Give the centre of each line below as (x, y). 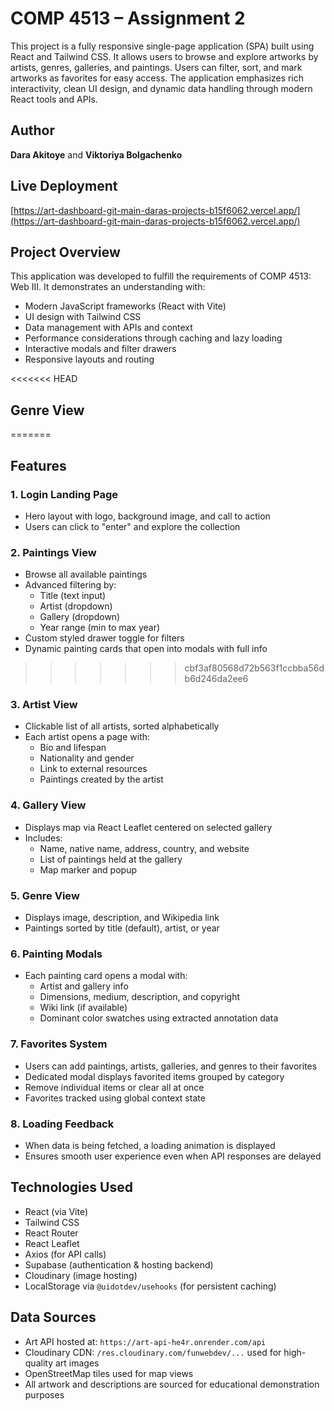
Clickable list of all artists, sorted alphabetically (122, 726)
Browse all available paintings (86, 574)
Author (32, 130)
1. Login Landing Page (64, 494)
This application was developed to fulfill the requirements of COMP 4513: (161, 276)
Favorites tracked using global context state (115, 1098)
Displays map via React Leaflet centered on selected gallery (148, 827)
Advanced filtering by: (70, 585)
